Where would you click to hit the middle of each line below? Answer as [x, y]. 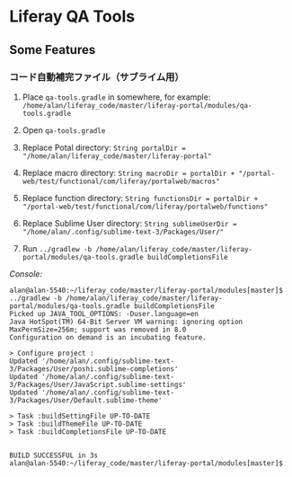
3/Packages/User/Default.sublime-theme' [86, 400]
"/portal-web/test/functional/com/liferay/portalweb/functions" [145, 207]
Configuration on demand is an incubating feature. [108, 337]
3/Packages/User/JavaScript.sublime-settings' [98, 384]
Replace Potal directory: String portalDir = [104, 147]
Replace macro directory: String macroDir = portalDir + [128, 172]
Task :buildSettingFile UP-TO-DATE [84, 416]
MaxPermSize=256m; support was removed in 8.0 [98, 330]
